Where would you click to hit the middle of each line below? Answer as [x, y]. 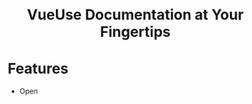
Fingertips [135, 32]
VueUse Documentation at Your [135, 15]
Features [38, 69]
